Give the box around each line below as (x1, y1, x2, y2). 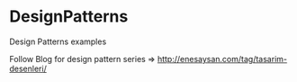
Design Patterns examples (9, 36, 107, 47)
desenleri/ (9, 63, 47, 74)
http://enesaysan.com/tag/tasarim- (157, 53, 288, 64)
